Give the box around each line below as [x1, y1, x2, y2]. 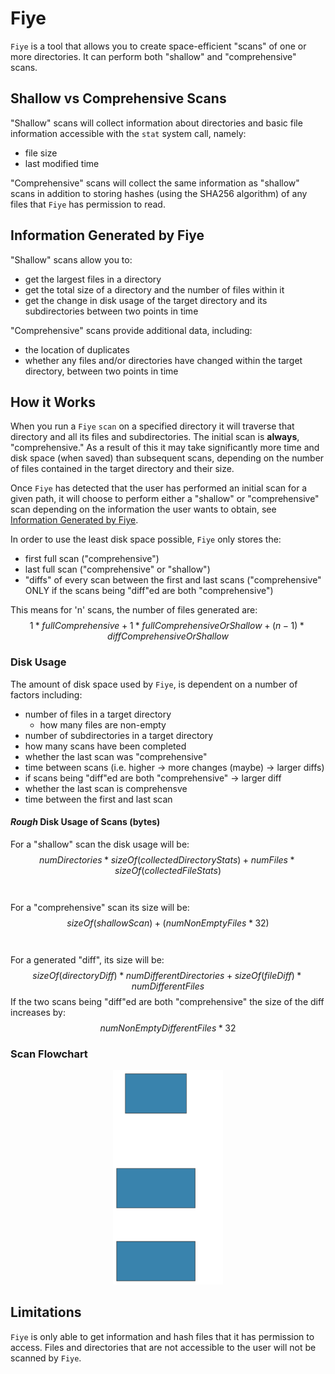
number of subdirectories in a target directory [24, 729, 214, 741]
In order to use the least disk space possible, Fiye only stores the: [10, 533, 282, 546]
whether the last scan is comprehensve [24, 782, 188, 794]
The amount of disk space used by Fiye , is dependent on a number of [10, 678, 298, 690]
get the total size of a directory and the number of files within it [24, 283, 285, 296]
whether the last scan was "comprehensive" [24, 750, 208, 762]
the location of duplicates [24, 343, 130, 356]
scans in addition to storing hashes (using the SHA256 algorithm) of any [10, 187, 308, 199]
